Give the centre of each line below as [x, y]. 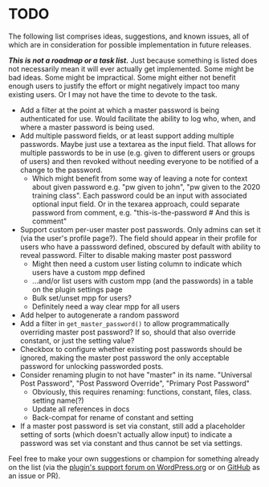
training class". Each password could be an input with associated [139, 195]
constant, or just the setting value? [77, 340]
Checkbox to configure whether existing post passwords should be [131, 349]
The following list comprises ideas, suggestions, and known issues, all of [129, 36]
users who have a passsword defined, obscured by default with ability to [140, 247]
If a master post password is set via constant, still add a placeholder [132, 426]
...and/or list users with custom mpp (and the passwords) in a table [143, 280]
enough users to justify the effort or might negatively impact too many [124, 86]
